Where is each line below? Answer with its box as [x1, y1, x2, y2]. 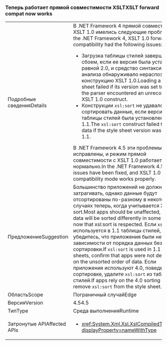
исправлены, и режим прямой [73, 151, 147, 158]
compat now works [5, 10, 53, 17]
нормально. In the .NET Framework [73, 163, 155, 170]
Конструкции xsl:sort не [81, 102, 143, 109]
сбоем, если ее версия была [81, 59, 151, 66]
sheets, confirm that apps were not [73, 252, 155, 259]
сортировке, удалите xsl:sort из [73, 271, 153, 278]
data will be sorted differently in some [73, 215, 162, 222]
